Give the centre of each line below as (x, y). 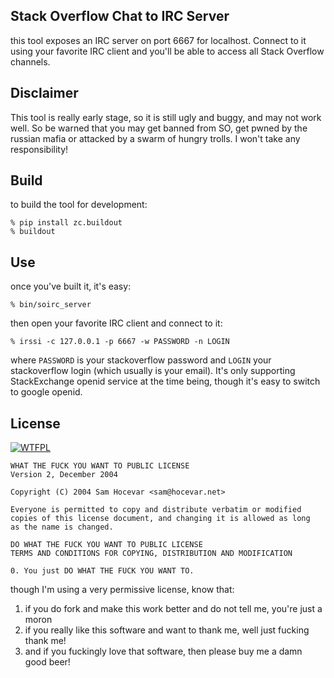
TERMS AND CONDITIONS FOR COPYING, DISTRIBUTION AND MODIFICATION (151, 554)
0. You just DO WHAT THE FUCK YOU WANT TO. (102, 571)
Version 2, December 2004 (64, 475)
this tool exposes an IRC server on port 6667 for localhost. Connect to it (158, 40)
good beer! (47, 662)
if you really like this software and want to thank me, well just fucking (167, 630)
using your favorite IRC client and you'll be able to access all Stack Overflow (167, 51)
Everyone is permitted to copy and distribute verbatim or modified (156, 510)
